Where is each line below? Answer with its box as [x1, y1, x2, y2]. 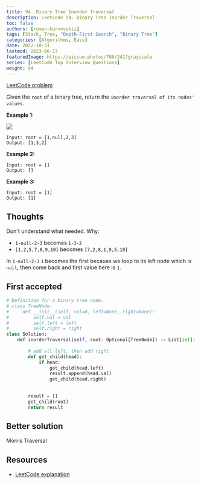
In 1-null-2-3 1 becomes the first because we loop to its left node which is [6, 258, 192, 265]
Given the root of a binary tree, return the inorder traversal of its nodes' [6, 93, 195, 100]
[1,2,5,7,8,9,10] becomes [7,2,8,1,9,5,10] [14, 246, 128, 253]
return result [28, 404, 63, 410]
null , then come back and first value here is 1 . [6, 264, 122, 271]
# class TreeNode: [6, 303, 53, 309]
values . [6, 100, 24, 107]
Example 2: [6, 151, 35, 158]
